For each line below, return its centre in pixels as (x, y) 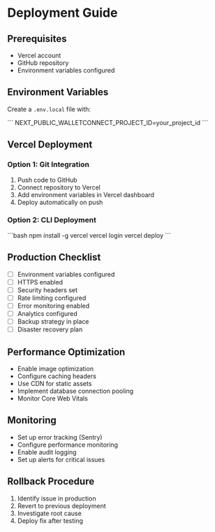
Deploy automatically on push (60, 202)
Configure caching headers (57, 376)
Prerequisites (37, 39)
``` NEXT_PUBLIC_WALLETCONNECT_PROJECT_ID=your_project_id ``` (107, 122)
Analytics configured (47, 313)
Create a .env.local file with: (49, 109)
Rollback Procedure (51, 481)
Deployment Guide (62, 13)
